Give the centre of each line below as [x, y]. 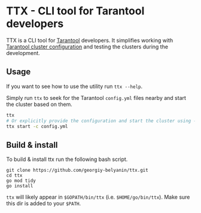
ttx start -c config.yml [37, 126]
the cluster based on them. [39, 104]
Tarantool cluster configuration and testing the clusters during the [87, 47]
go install [20, 186]
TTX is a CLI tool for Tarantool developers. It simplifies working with [90, 40]
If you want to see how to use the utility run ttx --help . [74, 86]
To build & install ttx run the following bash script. [67, 159]
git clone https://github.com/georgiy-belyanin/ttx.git [77, 171]
